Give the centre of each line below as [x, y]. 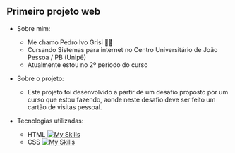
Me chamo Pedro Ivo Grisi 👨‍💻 [70, 42]
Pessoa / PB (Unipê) [56, 57]
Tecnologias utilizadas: [50, 121]
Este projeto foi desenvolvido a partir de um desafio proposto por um [128, 92]
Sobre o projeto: [40, 78]
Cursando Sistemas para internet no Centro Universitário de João [122, 49]
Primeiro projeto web [54, 12]
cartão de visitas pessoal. [65, 107]
